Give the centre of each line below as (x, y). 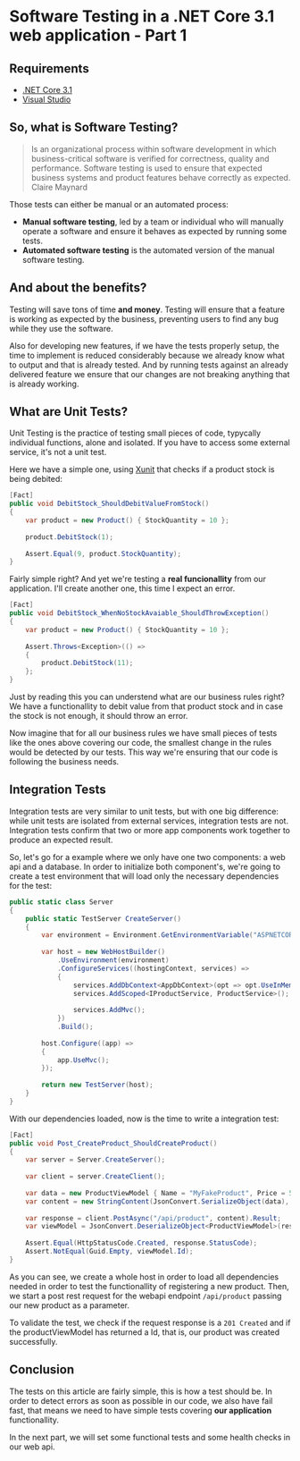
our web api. (32, 1447)
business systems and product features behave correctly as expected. (161, 177)
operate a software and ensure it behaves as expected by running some (154, 231)
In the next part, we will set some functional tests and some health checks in (150, 1437)
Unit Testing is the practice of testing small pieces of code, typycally (135, 433)
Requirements (49, 68)
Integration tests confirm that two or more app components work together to (150, 830)
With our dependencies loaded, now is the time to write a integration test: (144, 1119)
